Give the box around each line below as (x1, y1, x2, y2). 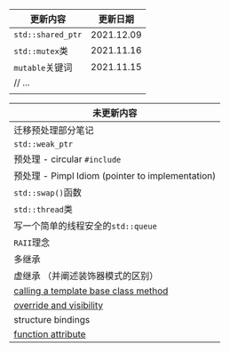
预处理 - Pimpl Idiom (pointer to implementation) (13, 170, 216, 181)
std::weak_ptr (13, 140, 74, 149)
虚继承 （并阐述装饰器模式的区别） (13, 270, 159, 282)
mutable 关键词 (13, 61, 73, 74)
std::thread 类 (13, 204, 74, 215)
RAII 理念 (13, 236, 51, 248)
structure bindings (13, 314, 91, 325)
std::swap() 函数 (13, 187, 83, 198)
